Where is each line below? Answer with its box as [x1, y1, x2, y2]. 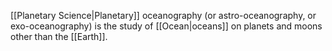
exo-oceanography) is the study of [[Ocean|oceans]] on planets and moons [10, 20, 323, 32]
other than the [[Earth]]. [10, 31, 108, 42]
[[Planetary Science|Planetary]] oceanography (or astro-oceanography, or [10, 10, 317, 21]
